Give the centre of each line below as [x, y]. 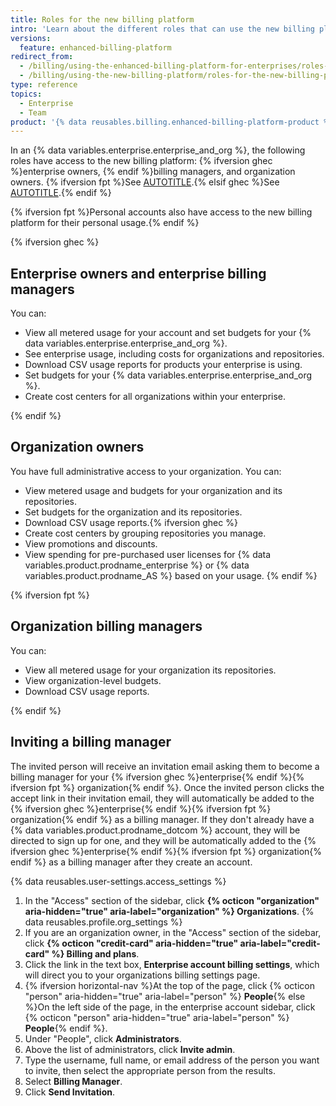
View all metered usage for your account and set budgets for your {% [168, 333]
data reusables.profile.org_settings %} [103, 922]
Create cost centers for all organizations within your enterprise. [155, 397]
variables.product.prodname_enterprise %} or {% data [137, 565]
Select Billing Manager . [73, 1081]
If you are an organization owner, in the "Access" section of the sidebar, [173, 932]
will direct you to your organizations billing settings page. [142, 975]
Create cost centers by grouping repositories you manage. [145, 533]
